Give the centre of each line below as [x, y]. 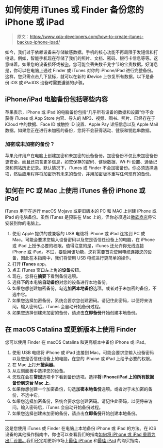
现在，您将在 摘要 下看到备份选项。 [46, 276]
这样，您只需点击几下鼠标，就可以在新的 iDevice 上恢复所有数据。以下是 [77, 76]
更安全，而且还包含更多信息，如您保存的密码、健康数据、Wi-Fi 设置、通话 [79, 162]
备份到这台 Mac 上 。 [33, 383]
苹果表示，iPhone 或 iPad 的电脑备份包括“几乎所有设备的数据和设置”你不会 [80, 112]
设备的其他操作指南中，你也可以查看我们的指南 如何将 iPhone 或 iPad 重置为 [80, 434]
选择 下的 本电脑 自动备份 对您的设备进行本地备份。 [61, 282]
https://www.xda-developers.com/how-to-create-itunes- [87, 37]
